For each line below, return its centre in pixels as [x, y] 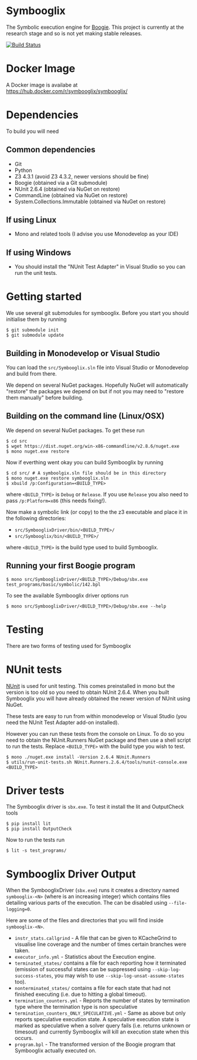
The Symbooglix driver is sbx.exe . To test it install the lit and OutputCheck [95, 807]
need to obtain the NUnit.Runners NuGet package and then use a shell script [98, 740]
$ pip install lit [28, 824]
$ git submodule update [35, 335]
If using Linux [31, 220]
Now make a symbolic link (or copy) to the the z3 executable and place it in [97, 512]
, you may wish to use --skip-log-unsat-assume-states [118, 976]
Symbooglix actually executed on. [55, 1051]
